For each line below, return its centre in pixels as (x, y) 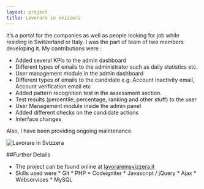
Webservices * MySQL (44, 179)
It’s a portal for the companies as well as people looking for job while (93, 35)
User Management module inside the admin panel (78, 106)
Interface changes (38, 119)
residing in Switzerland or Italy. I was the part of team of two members (95, 42)
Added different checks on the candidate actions (77, 112)
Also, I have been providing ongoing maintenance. (70, 131)
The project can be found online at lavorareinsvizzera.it (85, 166)
